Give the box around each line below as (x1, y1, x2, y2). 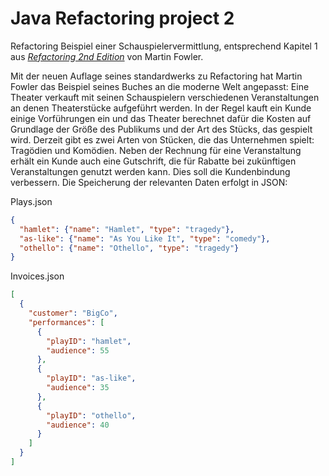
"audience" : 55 (46, 345, 110, 356)
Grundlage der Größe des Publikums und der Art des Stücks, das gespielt (10, 123, 313, 135)
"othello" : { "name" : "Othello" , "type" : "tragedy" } (19, 243, 240, 253)
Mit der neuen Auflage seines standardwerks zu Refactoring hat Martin (10, 70, 303, 82)
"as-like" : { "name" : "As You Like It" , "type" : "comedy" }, (19, 233, 271, 244)
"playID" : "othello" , (46, 410, 137, 421)
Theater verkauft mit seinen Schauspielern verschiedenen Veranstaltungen (10, 91, 320, 103)
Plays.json (10, 195, 53, 207)
